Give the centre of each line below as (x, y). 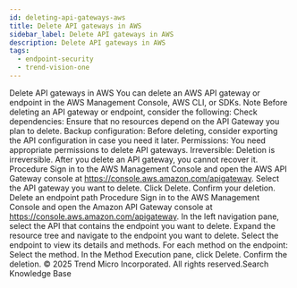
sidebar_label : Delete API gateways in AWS (92, 34)
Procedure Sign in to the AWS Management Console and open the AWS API (148, 169)
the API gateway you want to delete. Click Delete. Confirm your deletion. (142, 188)
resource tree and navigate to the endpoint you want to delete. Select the (144, 235)
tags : (19, 51)
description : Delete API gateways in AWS (88, 42)
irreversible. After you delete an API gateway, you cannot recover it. (134, 159)
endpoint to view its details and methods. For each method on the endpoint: (148, 245)
